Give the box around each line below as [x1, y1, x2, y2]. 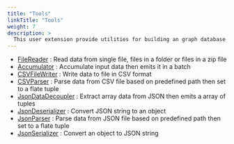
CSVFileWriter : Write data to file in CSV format [17, 70, 152, 79]
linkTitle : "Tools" [7, 17, 64, 24]
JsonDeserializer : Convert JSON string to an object [17, 107, 166, 115]
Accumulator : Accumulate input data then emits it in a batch [17, 63, 192, 71]
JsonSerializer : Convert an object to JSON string [17, 129, 159, 138]
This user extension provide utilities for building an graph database [13, 36, 226, 43]
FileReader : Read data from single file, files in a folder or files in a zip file [17, 55, 227, 63]
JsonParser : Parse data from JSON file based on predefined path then [17, 114, 221, 122]
